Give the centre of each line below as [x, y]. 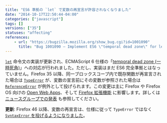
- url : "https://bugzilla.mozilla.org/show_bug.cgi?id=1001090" [82, 42]
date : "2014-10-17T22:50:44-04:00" [42, 14]
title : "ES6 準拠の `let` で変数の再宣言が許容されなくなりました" [68, 10]
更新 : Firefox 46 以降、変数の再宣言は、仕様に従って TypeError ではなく [79, 109]
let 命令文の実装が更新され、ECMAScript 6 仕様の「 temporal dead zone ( [81, 61]
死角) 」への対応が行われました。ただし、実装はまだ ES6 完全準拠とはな [83, 67]
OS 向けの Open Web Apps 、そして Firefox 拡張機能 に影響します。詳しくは [83, 92]
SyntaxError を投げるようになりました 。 [46, 115]
